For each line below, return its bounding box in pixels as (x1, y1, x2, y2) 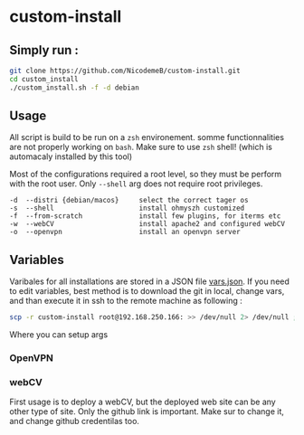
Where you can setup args (9, 329, 109, 340)
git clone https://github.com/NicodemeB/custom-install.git (9, 66, 242, 75)
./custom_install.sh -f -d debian (9, 83, 140, 92)
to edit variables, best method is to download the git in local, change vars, (9, 286, 285, 297)
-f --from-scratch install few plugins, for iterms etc (9, 212, 281, 221)
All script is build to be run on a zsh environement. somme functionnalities (9, 132, 285, 143)
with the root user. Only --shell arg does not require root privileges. (9, 178, 263, 189)
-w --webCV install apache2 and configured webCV (9, 220, 285, 229)
